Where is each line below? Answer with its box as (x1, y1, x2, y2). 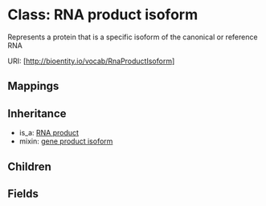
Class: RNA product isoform (7, 6, 198, 24)
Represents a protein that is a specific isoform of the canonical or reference (7, 32, 258, 42)
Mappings (7, 79, 59, 93)
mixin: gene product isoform (18, 136, 113, 146)
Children (7, 160, 51, 173)
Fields (7, 187, 39, 200)
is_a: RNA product (18, 128, 80, 138)
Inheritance (7, 107, 67, 120)
